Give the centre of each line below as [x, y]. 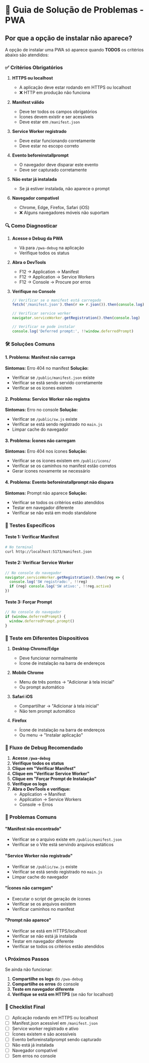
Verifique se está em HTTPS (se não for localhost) [63, 995]
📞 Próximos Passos [27, 959]
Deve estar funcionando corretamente [57, 141]
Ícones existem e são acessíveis [44, 1034]
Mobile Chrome [28, 673]
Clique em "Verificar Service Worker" [51, 774]
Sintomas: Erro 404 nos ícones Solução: [46, 451]
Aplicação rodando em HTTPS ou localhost [55, 1017]
